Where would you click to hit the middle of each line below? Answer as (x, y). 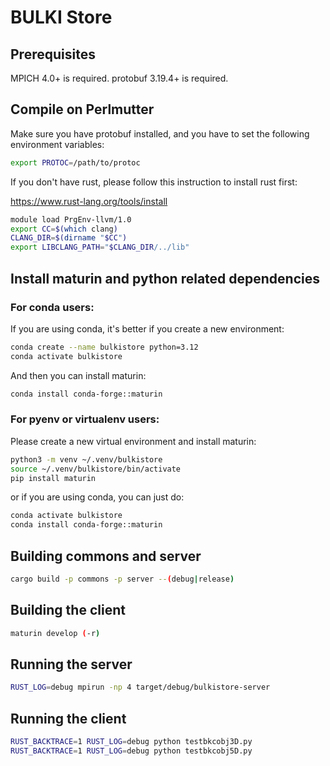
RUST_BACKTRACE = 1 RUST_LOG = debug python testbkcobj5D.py (131, 751)
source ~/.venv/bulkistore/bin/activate (96, 469)
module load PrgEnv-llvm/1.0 (71, 219)
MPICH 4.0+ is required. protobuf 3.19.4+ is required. (119, 78)
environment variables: (57, 144)
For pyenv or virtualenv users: (85, 419)
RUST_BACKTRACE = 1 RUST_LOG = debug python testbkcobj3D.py (131, 742)
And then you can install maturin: (78, 375)
